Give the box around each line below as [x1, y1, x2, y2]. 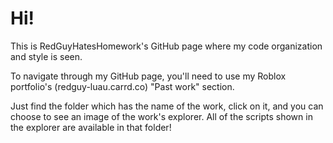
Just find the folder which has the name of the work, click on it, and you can [10, 100, 324, 112]
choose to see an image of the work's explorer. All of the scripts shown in [10, 110, 313, 122]
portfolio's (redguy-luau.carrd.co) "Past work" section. [10, 80, 235, 92]
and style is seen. [10, 50, 83, 62]
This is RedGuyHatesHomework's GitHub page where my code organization [10, 40, 323, 52]
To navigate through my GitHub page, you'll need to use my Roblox [10, 70, 287, 82]
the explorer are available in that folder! [10, 121, 172, 133]
